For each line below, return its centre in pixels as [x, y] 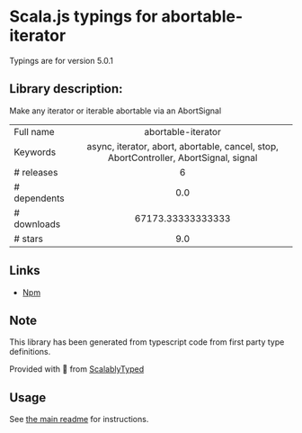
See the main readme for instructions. [79, 419]
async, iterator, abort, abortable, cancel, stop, [182, 146]
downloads [37, 224]
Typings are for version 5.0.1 [62, 60]
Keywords [35, 152]
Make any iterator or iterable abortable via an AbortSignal [115, 111]
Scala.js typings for [84, 17]
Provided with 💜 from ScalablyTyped [77, 369]
